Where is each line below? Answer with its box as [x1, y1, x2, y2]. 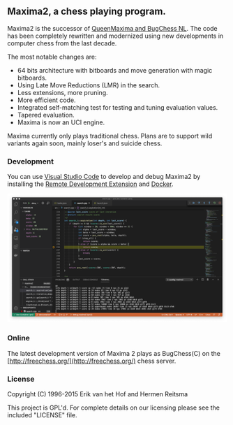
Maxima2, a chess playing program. [7, 6, 166, 17]
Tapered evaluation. [17, 110, 75, 119]
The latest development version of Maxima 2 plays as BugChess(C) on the [7, 349, 221, 357]
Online [7, 333, 30, 343]
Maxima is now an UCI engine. [17, 118, 105, 127]
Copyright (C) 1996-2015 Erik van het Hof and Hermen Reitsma [7, 390, 188, 398]
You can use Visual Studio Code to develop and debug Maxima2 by [7, 173, 201, 181]
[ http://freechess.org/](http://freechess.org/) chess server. [7, 356, 176, 365]
